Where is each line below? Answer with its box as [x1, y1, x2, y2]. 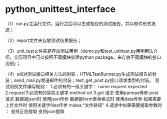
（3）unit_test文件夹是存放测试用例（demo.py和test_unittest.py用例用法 [5, 48, 153, 54]
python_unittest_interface [5, 3, 116, 15]
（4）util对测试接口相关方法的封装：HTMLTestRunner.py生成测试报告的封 [5, 71, 157, 77]
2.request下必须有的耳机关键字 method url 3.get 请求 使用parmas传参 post [5, 90, 158, 96]
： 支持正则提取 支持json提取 [5, 108, 65, 114]
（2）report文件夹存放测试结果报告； [5, 37, 82, 43]
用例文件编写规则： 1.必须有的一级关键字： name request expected [9, 83, 147, 89]
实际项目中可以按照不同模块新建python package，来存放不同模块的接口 [13, 54, 161, 60]
